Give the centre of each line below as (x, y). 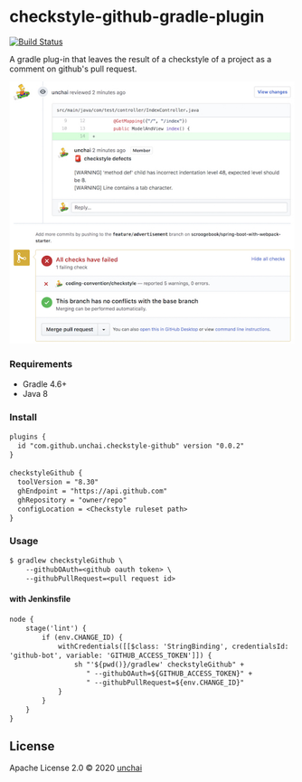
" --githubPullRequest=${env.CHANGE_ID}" (165, 683)
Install (24, 417)
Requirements (41, 364)
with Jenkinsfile (40, 598)
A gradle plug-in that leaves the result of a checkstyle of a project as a (141, 59)
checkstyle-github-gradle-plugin (137, 17)
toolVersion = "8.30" (58, 482)
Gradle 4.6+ (45, 384)
